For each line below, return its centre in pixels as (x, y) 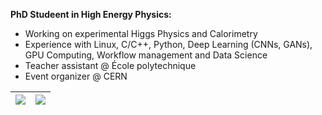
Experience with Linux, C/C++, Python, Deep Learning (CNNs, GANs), (168, 44)
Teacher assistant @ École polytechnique (110, 65)
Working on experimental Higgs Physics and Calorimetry (141, 33)
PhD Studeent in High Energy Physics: (91, 14)
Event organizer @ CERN (76, 76)
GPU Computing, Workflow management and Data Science (146, 55)
